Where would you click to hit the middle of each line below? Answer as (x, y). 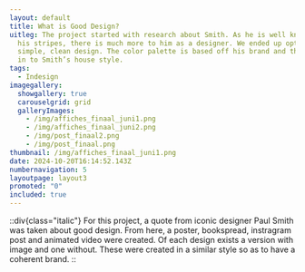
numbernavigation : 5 (49, 170)
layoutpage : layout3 (49, 178)
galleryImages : (46, 111)
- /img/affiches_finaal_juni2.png (91, 128)
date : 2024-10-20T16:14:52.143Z (70, 161)
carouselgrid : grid (54, 102)
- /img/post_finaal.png (71, 144)
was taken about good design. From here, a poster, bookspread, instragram (151, 230)
